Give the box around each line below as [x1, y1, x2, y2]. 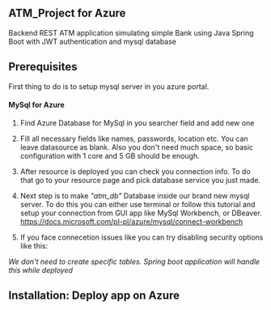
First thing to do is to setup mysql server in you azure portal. [8, 81, 210, 91]
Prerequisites [8, 60, 78, 74]
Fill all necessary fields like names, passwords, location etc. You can [19, 134, 248, 143]
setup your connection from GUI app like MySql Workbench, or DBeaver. [19, 208, 262, 218]
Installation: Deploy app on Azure [8, 289, 180, 303]
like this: [19, 240, 49, 250]
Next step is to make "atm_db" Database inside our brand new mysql [19, 190, 250, 201]
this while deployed [8, 265, 74, 274]
